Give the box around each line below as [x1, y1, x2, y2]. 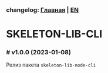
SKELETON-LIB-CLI [6, 27, 103, 41]
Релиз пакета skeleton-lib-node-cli [6, 61, 96, 68]
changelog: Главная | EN [6, 6, 79, 14]
